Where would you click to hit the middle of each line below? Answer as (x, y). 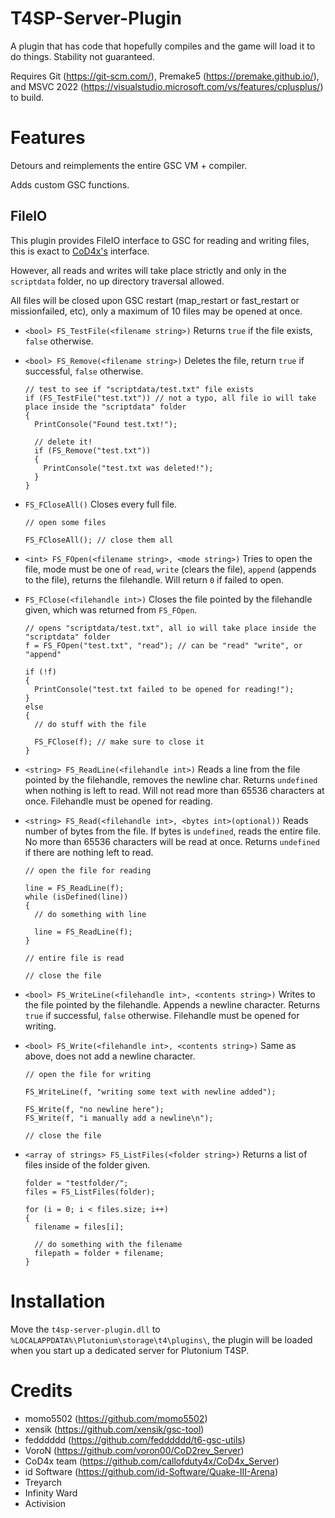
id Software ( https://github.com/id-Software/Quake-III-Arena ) (151, 1471)
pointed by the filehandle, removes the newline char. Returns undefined (171, 779)
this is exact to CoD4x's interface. (80, 251)
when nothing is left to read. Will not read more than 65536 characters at (174, 790)
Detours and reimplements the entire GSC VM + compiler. (129, 165)
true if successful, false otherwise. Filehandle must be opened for (162, 1015)
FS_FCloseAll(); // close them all (99, 540)
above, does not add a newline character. (110, 1056)
